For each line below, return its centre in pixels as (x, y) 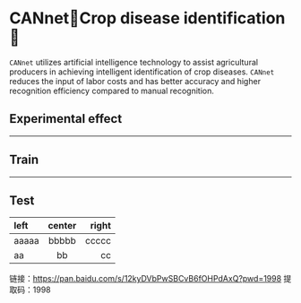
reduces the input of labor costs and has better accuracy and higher (135, 81)
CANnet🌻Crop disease (95, 18)
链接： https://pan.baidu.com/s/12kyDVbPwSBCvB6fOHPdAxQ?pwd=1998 (146, 279)
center (62, 226)
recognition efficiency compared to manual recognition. (112, 91)
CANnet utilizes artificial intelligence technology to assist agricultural (133, 62)
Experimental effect (66, 119)
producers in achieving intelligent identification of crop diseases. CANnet (142, 72)
